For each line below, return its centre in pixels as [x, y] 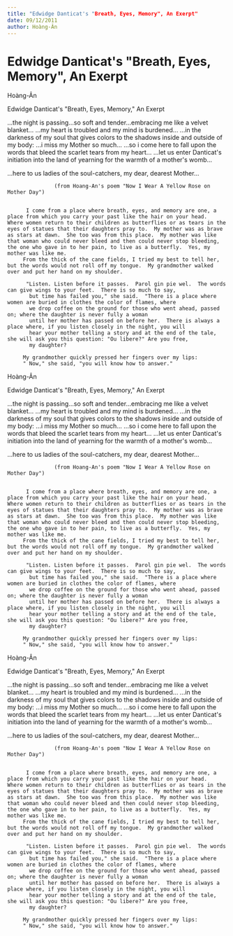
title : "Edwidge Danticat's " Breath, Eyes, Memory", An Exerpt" [103, 14]
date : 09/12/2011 [32, 20]
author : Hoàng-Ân [32, 27]
